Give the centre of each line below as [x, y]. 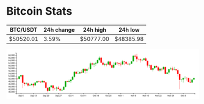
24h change [59, 30]
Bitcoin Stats [39, 11]
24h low [129, 30]
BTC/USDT [24, 30]
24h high [95, 30]
